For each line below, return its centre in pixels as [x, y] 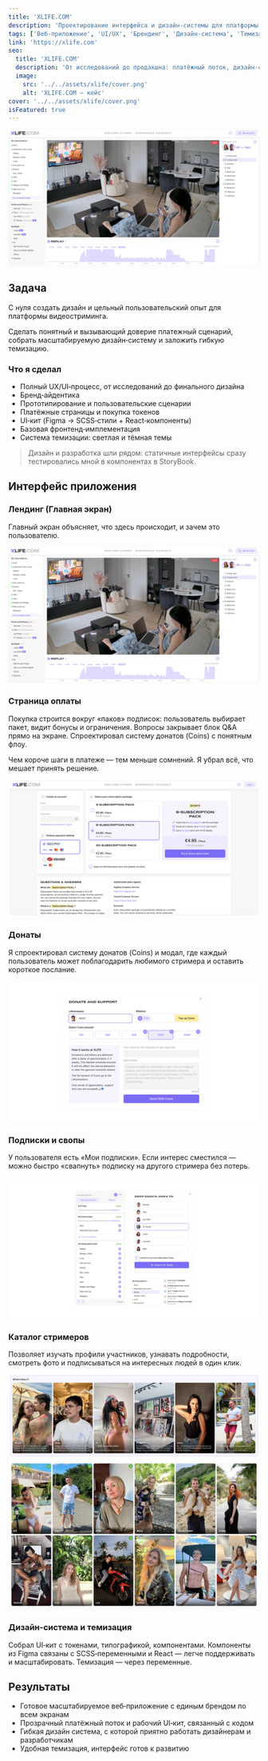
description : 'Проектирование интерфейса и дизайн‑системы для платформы [134, 25]
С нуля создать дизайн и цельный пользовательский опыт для [115, 307]
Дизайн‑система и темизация [70, 1628]
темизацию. [29, 349]
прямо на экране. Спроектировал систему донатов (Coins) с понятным [130, 735]
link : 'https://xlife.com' [53, 42]
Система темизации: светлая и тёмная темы [96, 438]
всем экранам [44, 1715]
